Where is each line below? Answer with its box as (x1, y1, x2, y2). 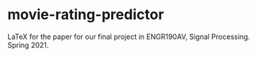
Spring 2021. (7, 40, 49, 49)
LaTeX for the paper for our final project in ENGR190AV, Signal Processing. (7, 32, 251, 41)
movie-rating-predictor (7, 6, 164, 24)
